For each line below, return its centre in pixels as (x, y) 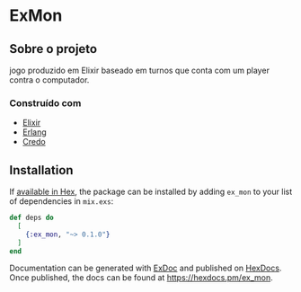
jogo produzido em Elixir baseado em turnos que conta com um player (139, 70)
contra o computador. (49, 80)
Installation (41, 170)
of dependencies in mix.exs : (62, 201)
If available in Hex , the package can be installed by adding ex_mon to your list (151, 192)
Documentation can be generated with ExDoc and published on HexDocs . (146, 268)
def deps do (31, 218)
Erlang (34, 132)
